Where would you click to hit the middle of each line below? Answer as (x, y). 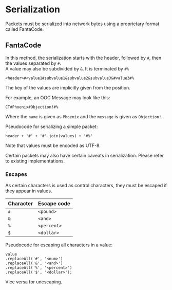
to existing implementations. (35, 161)
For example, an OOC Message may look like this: (58, 97)
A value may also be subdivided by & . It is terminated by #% (67, 68)
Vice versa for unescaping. (34, 282)
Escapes (16, 174)
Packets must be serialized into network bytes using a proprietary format (82, 24)
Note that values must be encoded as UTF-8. (53, 146)
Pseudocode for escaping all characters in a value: (59, 245)
